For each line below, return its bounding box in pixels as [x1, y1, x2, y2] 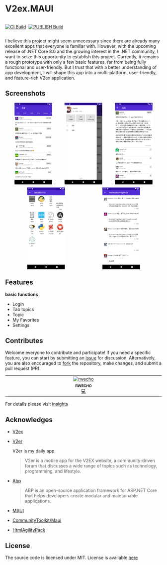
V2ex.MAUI [5, 3, 54, 14]
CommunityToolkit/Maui [12, 517, 62, 523]
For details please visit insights [5, 401, 68, 407]
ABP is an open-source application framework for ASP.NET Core [24, 487, 157, 493]
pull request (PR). [5, 365, 41, 371]
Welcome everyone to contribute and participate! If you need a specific [5, 349, 151, 356]
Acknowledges [5, 415, 53, 424]
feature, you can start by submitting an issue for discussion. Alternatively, [5, 355, 156, 361]
